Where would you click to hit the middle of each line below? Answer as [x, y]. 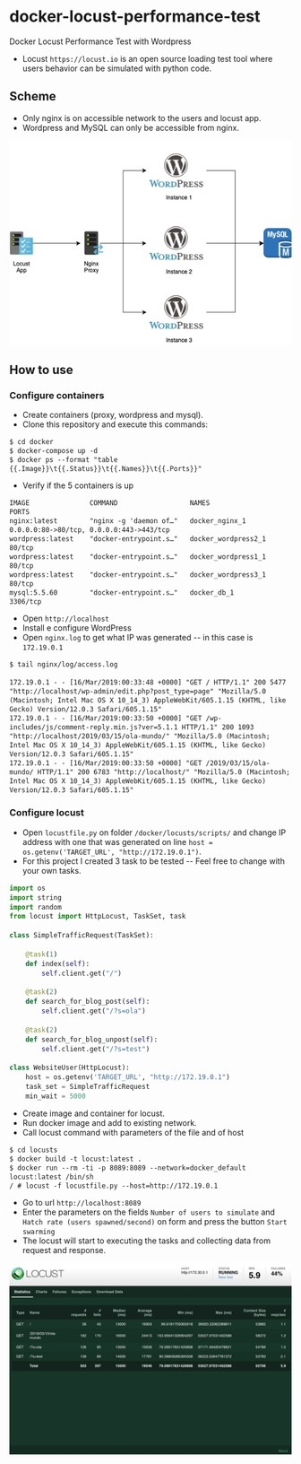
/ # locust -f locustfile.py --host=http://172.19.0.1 [114, 1186]
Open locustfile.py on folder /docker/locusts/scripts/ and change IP [154, 832]
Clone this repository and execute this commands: [115, 424]
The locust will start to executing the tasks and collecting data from [146, 1241]
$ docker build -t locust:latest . [76, 1159]
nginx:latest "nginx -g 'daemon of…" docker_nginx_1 [128, 521]
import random [36, 907]
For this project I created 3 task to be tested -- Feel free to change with [153, 861]
